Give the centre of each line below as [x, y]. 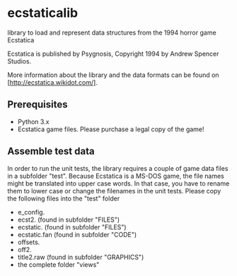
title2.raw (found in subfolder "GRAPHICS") [81, 257]
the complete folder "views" [58, 264]
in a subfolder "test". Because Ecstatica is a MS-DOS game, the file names [116, 176]
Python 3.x [33, 121]
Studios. [19, 61]
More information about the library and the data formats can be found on [113, 75]
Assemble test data [51, 151]
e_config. [31, 212]
